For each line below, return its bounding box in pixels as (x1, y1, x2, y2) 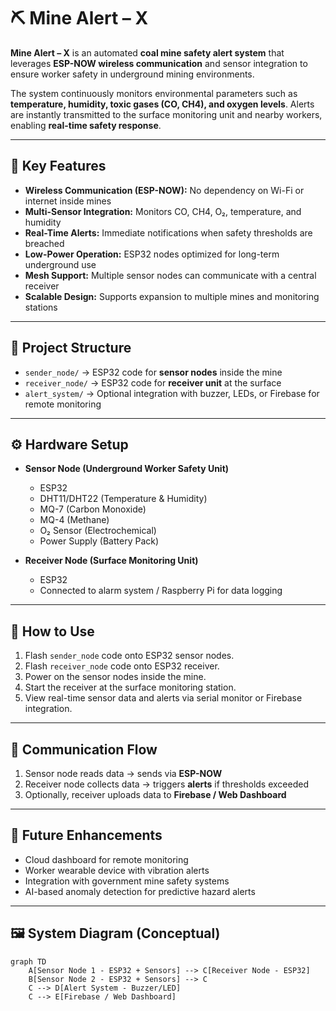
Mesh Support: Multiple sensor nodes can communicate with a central (24, 269, 317, 281)
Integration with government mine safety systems (24, 875, 230, 887)
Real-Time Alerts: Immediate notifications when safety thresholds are (24, 226, 313, 239)
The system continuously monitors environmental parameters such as (10, 87, 298, 99)
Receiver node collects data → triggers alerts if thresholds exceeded (24, 778, 309, 790)
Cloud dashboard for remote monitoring (24, 853, 189, 865)
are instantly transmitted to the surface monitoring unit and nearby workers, (10, 108, 323, 120)
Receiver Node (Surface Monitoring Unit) (24, 555, 199, 567)
